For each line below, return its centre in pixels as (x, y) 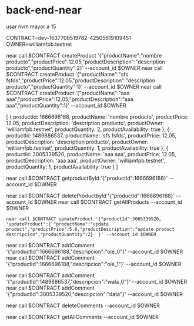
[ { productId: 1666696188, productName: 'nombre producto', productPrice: (98, 117)
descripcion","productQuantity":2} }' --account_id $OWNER (81, 234)
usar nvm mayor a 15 (31, 26)
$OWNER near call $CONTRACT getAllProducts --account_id (108, 202)
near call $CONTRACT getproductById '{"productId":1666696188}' (87, 178)
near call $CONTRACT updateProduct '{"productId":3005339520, (84, 219)
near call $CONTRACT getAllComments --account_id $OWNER (82, 317)
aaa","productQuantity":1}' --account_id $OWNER (66, 105)
